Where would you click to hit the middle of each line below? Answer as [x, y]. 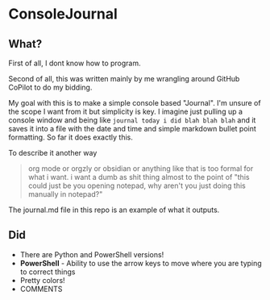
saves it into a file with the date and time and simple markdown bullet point [132, 129]
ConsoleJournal [63, 14]
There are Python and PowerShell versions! [92, 254]
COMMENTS [41, 289]
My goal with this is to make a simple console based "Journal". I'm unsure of [135, 103]
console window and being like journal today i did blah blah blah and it [132, 120]
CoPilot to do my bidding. [50, 87]
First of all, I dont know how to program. [75, 63]
